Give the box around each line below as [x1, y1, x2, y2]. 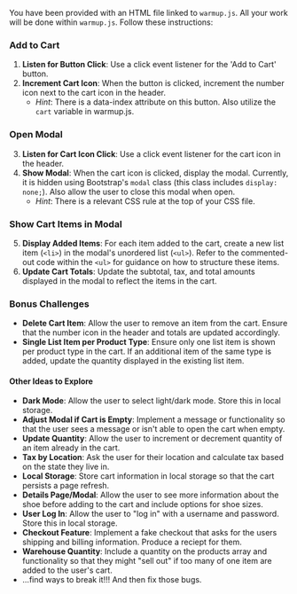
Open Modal [9, 129, 64, 141]
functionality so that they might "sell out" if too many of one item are [21, 556, 272, 567]
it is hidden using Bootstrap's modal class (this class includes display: [21, 176, 277, 187]
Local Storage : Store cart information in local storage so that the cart [21, 471, 275, 481]
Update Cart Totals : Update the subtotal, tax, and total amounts [21, 266, 255, 277]
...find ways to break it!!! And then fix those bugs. [21, 574, 202, 585]
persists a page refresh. [21, 481, 110, 491]
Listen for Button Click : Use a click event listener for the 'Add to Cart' [21, 59, 277, 70]
